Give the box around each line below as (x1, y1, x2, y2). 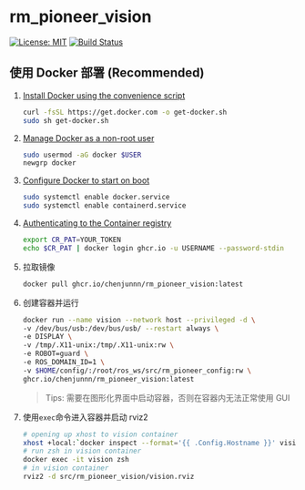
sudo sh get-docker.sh (22, 116, 109, 125)
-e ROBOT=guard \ (22, 349, 89, 359)
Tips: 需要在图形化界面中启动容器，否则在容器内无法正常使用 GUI (45, 392, 290, 403)
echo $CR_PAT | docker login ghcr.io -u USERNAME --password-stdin (22, 243, 285, 252)
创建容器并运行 (22, 297, 79, 308)
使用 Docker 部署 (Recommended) (9, 66, 205, 81)
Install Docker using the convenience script (22, 89, 186, 101)
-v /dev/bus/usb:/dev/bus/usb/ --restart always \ (22, 323, 219, 333)
